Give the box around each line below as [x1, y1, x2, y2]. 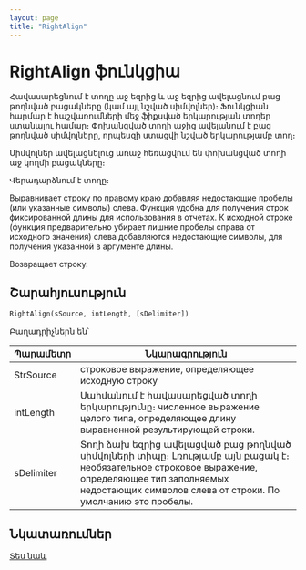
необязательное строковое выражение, [80, 461, 258, 474]
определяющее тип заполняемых [80, 472, 229, 485]
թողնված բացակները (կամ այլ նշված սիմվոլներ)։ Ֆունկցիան [9, 101, 269, 112]
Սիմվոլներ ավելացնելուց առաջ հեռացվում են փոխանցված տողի [9, 148, 287, 159]
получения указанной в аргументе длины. [9, 241, 174, 252]
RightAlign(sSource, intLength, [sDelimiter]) [9, 309, 189, 319]
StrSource [14, 368, 57, 381]
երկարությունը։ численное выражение [80, 400, 260, 413]
